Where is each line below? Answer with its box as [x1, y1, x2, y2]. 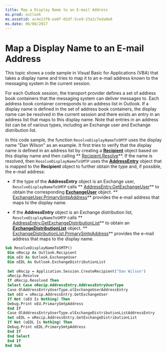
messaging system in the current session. [5, 80, 91, 86]
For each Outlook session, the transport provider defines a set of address [5, 90, 156, 96]
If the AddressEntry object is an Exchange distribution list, [12, 209, 133, 215]
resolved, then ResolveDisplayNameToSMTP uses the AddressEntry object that [5, 158, 162, 164]
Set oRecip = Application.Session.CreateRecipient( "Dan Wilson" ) [7, 269, 146, 274]
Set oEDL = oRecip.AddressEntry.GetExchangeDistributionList [7, 315, 137, 320]
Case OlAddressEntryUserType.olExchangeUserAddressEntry [7, 288, 128, 293]
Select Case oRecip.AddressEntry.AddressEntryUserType [7, 283, 124, 288]
